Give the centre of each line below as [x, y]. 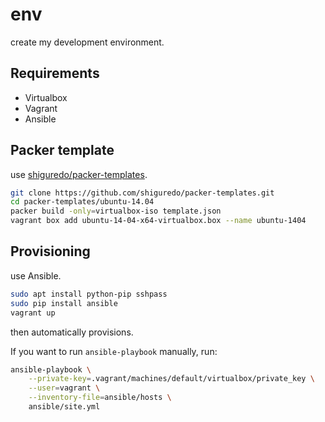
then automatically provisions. [72, 332]
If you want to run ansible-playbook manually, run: [114, 351]
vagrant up [33, 313]
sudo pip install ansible [64, 303]
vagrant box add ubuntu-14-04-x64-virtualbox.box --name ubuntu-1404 [158, 221]
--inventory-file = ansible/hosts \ [100, 398]
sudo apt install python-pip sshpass [89, 294]
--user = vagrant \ [64, 388]
